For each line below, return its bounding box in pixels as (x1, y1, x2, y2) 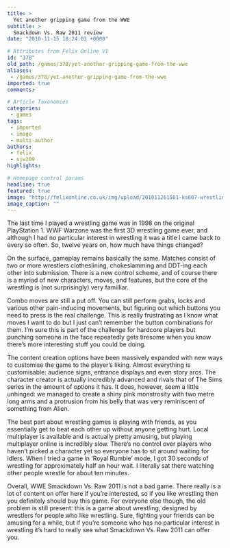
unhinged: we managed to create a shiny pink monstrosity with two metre (7, 390, 214, 398)
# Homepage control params (7, 175, 84, 182)
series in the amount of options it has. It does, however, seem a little (7, 383, 199, 391)
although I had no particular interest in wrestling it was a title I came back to (7, 234, 221, 242)
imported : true (7, 80, 51, 86)
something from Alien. (7, 405, 70, 413)
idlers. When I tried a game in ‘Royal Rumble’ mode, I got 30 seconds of (7, 454, 209, 463)
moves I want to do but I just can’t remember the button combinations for (7, 318, 214, 326)
